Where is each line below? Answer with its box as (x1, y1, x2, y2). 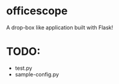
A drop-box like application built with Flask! (6, 24, 114, 31)
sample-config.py (14, 70, 59, 78)
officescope (6, 4, 68, 18)
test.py (14, 64, 32, 71)
